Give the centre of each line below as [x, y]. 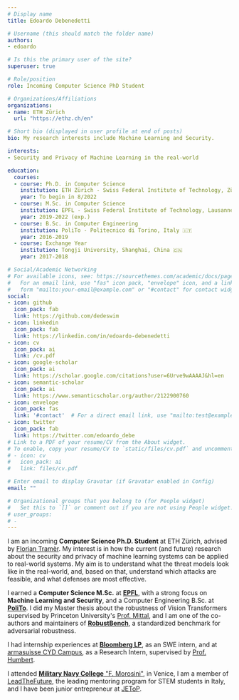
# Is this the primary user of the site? [70, 60]
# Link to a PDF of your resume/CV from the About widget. [97, 442]
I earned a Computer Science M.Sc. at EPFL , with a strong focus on [107, 593]
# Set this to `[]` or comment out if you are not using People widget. [121, 507]
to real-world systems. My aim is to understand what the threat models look [118, 564]
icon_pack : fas [36, 409]
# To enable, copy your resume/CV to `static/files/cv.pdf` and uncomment [121, 449]
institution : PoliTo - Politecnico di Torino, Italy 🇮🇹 [106, 230]
